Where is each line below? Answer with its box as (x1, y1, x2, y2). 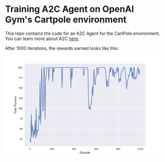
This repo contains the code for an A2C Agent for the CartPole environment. (5, 30, 161, 36)
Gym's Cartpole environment (5, 14, 127, 25)
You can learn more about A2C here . (5, 36, 80, 42)
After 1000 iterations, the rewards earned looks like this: (5, 45, 119, 51)
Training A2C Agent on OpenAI (5, 3, 134, 15)
